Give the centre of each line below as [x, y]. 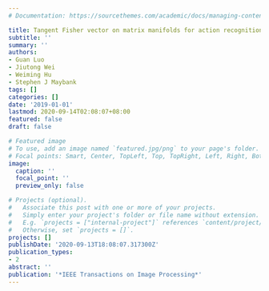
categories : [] [34, 97]
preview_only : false [50, 186]
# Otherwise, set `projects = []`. [71, 230]
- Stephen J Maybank [43, 82]
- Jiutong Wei [32, 68]
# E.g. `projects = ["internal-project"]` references [103, 222]
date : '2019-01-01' [41, 105]
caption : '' [36, 171]
